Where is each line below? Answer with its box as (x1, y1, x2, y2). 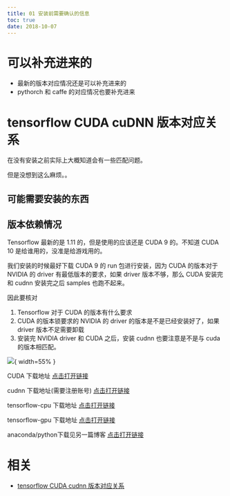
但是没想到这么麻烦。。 (7, 171, 71, 179)
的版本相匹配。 (17, 343, 60, 351)
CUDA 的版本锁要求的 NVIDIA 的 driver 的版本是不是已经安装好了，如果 (17, 317, 220, 325)
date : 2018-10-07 (7, 23, 57, 30)
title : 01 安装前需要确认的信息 (7, 10, 90, 17)
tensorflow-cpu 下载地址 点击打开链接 (7, 401, 115, 410)
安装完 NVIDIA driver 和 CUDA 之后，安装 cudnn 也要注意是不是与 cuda (17, 334, 221, 342)
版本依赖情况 (7, 219, 62, 230)
